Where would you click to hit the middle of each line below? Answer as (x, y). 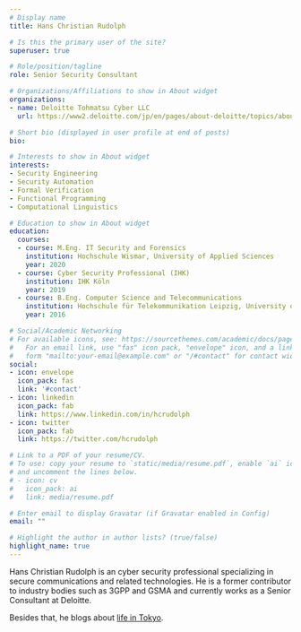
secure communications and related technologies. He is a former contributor (150, 581)
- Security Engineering (54, 174)
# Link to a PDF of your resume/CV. (77, 455)
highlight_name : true (50, 546)
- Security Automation (52, 182)
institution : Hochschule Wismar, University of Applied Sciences (150, 256)
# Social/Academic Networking (66, 331)
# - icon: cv (34, 480)
